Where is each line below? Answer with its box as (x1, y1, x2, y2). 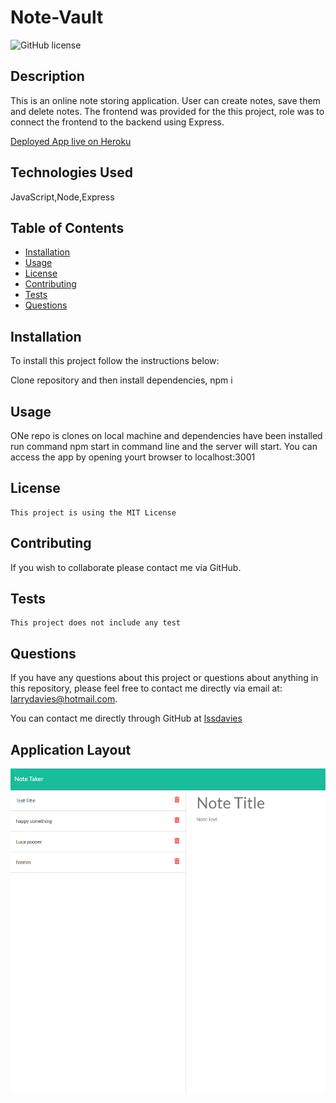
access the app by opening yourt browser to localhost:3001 (10, 451, 256, 463)
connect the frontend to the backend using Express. (10, 116, 225, 128)
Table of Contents (10, 219, 125, 236)
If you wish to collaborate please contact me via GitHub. (10, 561, 242, 573)
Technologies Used (10, 164, 133, 181)
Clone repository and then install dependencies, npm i (10, 374, 233, 386)
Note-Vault (10, 6, 104, 29)
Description (10, 68, 85, 85)
